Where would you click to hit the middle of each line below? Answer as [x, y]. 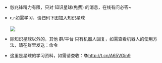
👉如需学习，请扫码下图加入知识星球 [47, 18]
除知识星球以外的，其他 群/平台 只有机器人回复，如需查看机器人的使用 [81, 39]
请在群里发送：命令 [38, 45]
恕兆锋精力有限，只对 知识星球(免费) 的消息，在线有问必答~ [71, 7]
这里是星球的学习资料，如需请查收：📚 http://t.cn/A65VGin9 [70, 55]
